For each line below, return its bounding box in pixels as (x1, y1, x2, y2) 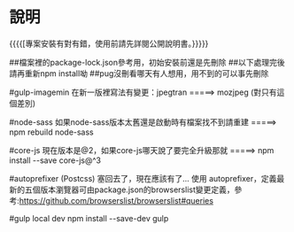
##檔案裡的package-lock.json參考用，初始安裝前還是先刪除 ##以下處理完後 (9, 57, 285, 67)
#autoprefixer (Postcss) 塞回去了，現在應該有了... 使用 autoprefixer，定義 (9, 173, 277, 183)
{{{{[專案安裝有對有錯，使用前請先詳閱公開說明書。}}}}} (9, 38, 209, 49)
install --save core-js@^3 (9, 155, 102, 166)
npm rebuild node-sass (9, 127, 95, 137)
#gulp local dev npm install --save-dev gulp (9, 213, 169, 223)
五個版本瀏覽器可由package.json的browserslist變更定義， (24, 184, 235, 195)
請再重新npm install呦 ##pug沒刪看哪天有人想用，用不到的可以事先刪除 (9, 67, 269, 79)
